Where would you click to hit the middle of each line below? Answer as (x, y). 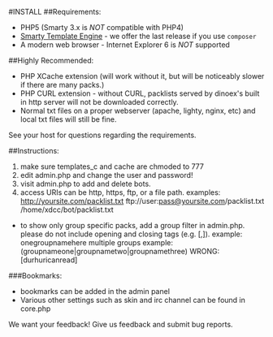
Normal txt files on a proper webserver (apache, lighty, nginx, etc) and (138, 110)
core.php (35, 309)
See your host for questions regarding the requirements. (102, 135)
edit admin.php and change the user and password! (106, 175)
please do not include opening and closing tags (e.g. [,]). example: (131, 234)
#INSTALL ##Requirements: (55, 12)
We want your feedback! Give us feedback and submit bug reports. (121, 324)
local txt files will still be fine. (68, 119)
